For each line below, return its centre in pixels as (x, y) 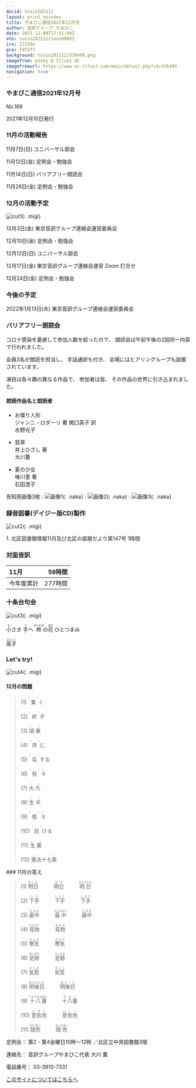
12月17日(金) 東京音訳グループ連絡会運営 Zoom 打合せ (71, 266)
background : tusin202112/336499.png (51, 55)
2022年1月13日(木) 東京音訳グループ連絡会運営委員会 (70, 309)
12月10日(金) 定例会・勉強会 (40, 241)
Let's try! (19, 659)
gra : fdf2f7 (21, 50)
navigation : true (27, 72)
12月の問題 (19, 686)
